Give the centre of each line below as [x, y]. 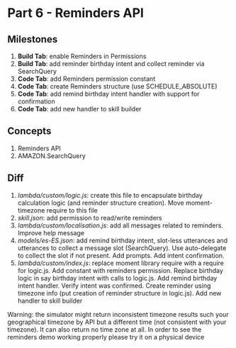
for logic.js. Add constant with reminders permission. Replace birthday [120, 270]
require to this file [72, 210]
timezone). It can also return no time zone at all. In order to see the [105, 329]
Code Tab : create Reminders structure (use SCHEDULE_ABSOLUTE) [117, 86]
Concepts [29, 131]
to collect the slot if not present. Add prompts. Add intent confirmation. [121, 255]
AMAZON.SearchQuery [52, 156]
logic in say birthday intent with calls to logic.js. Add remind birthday [117, 278]
